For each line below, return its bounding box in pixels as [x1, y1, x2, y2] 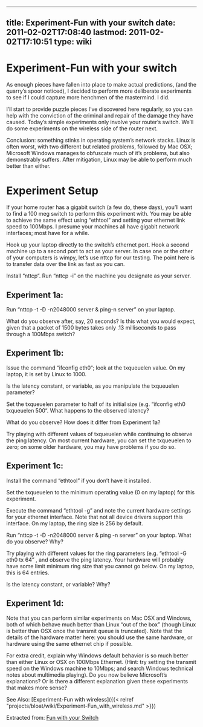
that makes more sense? [6, 684, 68, 691]
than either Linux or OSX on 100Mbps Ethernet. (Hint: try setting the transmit [6, 658, 196, 665]
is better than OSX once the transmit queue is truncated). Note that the [6, 627, 182, 634]
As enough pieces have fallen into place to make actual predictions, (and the [6, 81, 197, 88]
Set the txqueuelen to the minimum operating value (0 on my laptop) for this [6, 488, 195, 496]
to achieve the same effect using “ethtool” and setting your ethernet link [6, 216, 185, 224]
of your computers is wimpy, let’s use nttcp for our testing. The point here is [6, 254, 195, 261]
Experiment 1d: [6, 598, 64, 609]
